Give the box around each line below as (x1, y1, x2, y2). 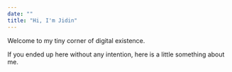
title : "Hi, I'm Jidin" (7, 17, 78, 24)
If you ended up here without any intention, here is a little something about (7, 50, 225, 59)
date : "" (7, 10, 33, 18)
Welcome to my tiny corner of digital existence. (7, 36, 145, 44)
